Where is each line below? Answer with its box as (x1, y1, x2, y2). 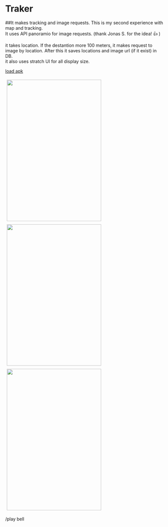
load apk (5, 68, 24, 74)
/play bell (5, 516, 24, 522)
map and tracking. (5, 25, 43, 31)
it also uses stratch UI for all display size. (5, 58, 90, 64)
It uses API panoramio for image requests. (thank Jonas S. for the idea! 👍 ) (5, 31, 161, 37)
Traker (5, 3, 34, 15)
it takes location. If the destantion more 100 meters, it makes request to (5, 42, 152, 48)
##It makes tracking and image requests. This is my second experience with (5, 20, 163, 26)
